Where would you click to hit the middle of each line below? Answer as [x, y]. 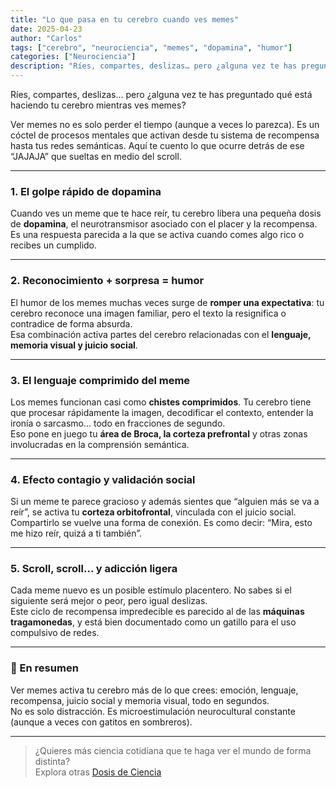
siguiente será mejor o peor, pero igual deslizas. [109, 601]
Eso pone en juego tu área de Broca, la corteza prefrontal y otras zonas [159, 433]
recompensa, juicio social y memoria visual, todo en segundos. [140, 700]
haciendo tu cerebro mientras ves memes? [98, 105]
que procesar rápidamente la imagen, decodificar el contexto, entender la [162, 412]
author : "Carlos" [46, 38]
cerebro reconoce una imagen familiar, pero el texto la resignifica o [148, 313]
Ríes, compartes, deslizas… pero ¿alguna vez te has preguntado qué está [161, 94]
